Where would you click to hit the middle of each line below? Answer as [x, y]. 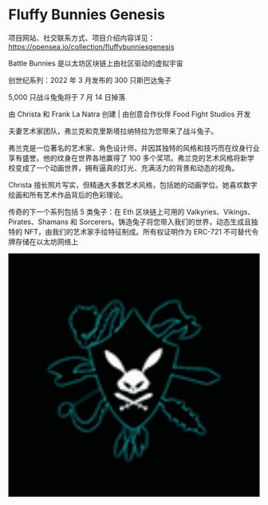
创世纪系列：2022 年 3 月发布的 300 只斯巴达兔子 [90, 80]
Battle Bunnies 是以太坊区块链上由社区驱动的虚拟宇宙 [96, 63]
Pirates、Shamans [39, 222]
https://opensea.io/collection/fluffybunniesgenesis [91, 46]
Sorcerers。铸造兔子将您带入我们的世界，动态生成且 [165, 222]
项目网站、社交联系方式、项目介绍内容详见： [82, 37]
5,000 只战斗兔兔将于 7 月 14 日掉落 [67, 97]
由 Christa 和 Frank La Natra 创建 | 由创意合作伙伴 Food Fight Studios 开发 [130, 114]
